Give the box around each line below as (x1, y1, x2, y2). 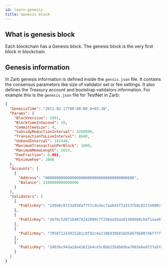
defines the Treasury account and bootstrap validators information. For (5, 87, 151, 93)
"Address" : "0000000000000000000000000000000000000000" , (18, 176, 139, 181)
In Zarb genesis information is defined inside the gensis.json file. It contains (5, 76, 162, 82)
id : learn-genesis (5, 7, 43, 12)
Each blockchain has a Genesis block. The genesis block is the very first (5, 43, 153, 50)
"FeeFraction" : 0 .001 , (14, 152, 61, 157)
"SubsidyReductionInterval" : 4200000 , (14, 130, 94, 134)
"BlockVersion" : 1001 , (14, 115, 61, 121)
